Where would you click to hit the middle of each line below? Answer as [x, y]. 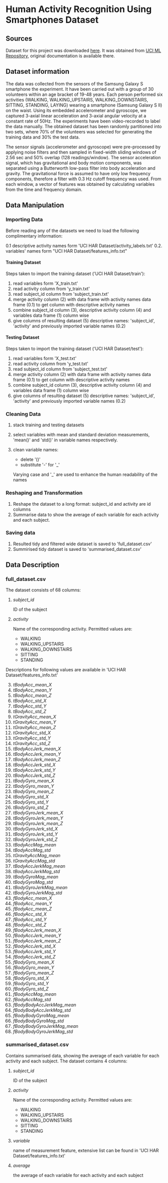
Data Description [32, 565]
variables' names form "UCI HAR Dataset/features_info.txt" [66, 251]
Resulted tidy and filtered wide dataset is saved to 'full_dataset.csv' [82, 544]
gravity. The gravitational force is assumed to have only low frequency [78, 173]
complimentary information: [34, 236]
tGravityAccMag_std [34, 861]
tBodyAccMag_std [32, 850]
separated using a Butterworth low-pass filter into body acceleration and [80, 168]
